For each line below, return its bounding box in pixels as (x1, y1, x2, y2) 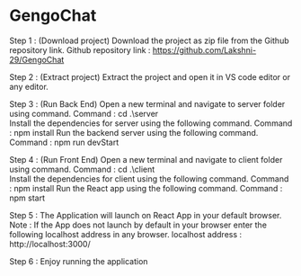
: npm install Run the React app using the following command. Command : (9, 183, 283, 193)
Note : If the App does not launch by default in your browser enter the (9, 219, 268, 230)
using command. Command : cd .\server (9, 108, 159, 119)
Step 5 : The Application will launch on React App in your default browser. (9, 209, 282, 220)
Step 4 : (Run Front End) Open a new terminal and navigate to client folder (9, 154, 283, 165)
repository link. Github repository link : (9, 44, 151, 55)
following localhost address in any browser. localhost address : (9, 228, 243, 239)
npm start (9, 192, 46, 203)
